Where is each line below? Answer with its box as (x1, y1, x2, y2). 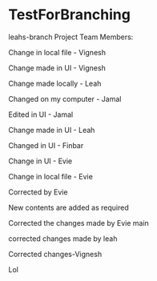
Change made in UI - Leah (8, 125, 95, 134)
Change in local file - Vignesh (8, 47, 107, 57)
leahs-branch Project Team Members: (8, 32, 134, 42)
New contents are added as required (8, 203, 130, 212)
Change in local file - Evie (8, 171, 94, 181)
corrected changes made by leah (8, 234, 118, 243)
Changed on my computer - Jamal (8, 94, 122, 103)
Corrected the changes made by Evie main (8, 218, 150, 227)
